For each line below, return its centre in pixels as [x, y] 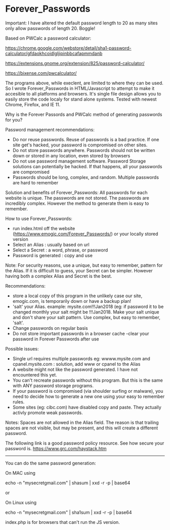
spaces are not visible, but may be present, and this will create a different [82, 428]
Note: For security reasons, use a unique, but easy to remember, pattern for [84, 265]
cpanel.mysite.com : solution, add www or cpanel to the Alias [76, 364]
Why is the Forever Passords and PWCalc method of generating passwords [84, 114]
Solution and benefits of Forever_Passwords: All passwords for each [76, 192]
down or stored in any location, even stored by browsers [71, 155]
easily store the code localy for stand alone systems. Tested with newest [81, 99]
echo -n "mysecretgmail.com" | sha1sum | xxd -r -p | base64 [69, 512]
